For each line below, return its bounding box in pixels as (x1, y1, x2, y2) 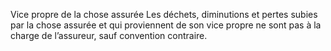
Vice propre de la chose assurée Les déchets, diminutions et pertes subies (10, 9, 318, 20)
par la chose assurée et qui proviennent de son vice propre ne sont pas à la (10, 19, 322, 31)
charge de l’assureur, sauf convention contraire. (10, 30, 208, 41)
